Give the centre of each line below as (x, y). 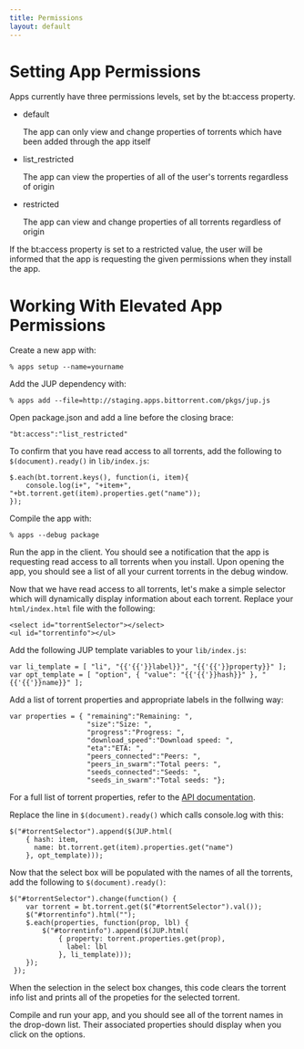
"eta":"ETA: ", (116, 749)
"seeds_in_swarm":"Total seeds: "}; (156, 781)
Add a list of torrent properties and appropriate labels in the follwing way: (147, 700)
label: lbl (87, 947)
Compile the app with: (51, 519)
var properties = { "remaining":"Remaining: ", (101, 717)
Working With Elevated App (116, 306)
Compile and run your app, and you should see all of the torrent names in (147, 1015)
